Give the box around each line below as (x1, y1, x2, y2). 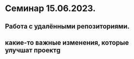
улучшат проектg (5, 46, 60, 54)
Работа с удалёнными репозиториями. (5, 22, 130, 30)
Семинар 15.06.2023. (5, 3, 96, 14)
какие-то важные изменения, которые (5, 38, 129, 46)
